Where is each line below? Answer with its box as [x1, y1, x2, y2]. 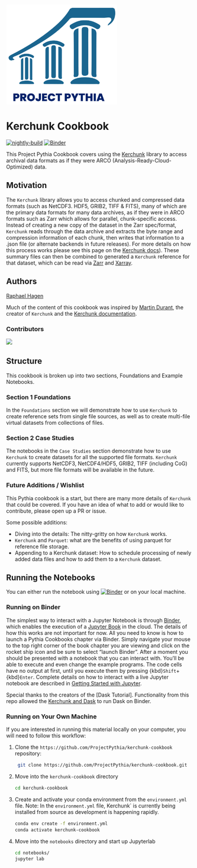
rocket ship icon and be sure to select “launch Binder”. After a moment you [6, 648, 188, 655]
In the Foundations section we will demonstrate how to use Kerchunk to [6, 406, 177, 414]
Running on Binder [6, 603, 61, 612]
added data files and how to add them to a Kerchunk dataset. [14, 555, 162, 562]
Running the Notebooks [6, 573, 96, 583]
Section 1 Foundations [6, 393, 71, 401]
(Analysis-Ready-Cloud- [112, 157, 172, 164]
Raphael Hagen [6, 292, 44, 299]
